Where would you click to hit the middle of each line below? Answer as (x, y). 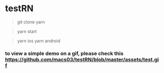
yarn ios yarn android (38, 41)
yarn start (27, 31)
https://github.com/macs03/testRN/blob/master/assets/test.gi (82, 59)
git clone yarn (31, 22)
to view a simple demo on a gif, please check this (64, 53)
